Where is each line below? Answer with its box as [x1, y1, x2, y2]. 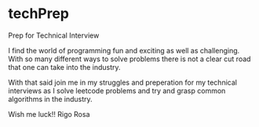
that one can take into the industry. [8, 62, 121, 71]
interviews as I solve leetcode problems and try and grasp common [8, 85, 226, 95]
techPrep [8, 5, 69, 23]
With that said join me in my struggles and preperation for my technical [8, 78, 238, 87]
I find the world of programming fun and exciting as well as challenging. [8, 45, 240, 55]
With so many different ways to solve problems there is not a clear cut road [8, 54, 251, 63]
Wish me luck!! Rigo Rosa [8, 109, 90, 118]
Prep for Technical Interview [8, 31, 100, 40]
